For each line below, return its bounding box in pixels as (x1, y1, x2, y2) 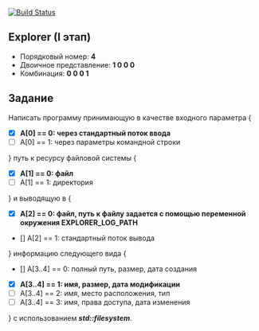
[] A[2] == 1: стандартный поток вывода (19, 233, 155, 243)
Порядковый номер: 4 (19, 52, 96, 61)
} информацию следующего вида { (8, 248, 127, 258)
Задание (8, 92, 54, 105)
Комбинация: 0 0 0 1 (19, 68, 89, 78)
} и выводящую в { (8, 193, 72, 203)
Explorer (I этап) (8, 30, 92, 44)
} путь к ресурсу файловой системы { (8, 153, 137, 162)
